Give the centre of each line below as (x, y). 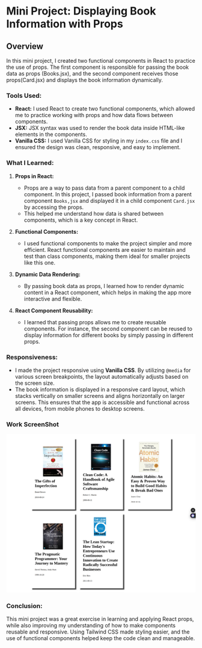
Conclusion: (24, 606)
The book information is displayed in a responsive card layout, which (100, 389)
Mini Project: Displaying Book (81, 11)
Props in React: (34, 176)
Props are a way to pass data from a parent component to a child (104, 188)
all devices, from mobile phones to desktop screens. (80, 408)
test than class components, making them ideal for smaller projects (107, 256)
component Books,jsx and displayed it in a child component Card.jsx (109, 200)
